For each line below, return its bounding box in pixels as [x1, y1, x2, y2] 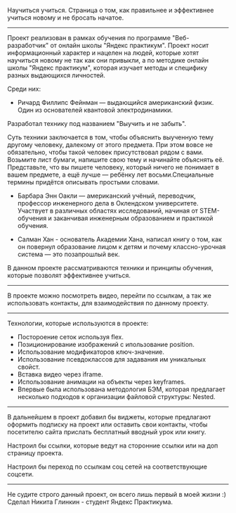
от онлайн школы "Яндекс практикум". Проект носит [50, 42, 209, 49]
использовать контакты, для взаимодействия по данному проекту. [7, 299, 209, 307]
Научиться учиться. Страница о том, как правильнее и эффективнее [7, 6, 214, 14]
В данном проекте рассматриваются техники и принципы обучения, [7, 264, 214, 272]
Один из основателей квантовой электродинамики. [17, 106, 173, 114]
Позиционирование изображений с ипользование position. [17, 341, 195, 348]
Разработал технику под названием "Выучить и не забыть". [7, 120, 187, 127]
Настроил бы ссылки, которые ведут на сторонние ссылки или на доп [7, 441, 218, 450]
